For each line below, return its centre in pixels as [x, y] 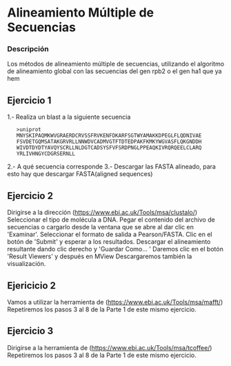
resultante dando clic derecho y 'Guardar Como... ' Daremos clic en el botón [115, 249]
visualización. [27, 264]
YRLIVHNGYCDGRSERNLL [46, 154]
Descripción [28, 49]
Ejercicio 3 [30, 331]
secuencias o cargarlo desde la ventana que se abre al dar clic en [101, 227]
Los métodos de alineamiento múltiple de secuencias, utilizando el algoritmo [116, 64]
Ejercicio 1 [29, 100]
